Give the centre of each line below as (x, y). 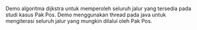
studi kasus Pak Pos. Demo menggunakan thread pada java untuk (86, 15)
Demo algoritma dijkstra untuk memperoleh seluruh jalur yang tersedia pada (99, 9)
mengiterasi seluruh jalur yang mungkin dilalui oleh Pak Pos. (79, 21)
